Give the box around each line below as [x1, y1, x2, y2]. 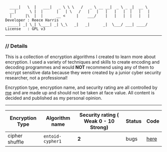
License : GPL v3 [5, 26, 46, 31]
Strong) [90, 124, 108, 131]
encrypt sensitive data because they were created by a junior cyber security [5, 70, 162, 76]
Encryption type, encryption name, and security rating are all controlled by [5, 84, 158, 90]
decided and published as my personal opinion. [5, 95, 102, 101]
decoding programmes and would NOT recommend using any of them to [5, 65, 154, 71]
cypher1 [43, 139, 62, 144]
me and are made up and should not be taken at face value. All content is [5, 90, 155, 96]
